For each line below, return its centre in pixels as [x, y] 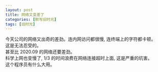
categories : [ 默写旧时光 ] [31, 19]
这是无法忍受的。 [23, 46]
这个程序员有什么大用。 [30, 64]
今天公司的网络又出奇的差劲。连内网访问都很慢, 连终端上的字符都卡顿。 [81, 39]
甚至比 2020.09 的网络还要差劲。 [40, 52]
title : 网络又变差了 [25, 15]
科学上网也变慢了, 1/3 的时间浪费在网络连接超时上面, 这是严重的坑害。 [79, 58]
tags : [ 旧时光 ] [20, 24]
